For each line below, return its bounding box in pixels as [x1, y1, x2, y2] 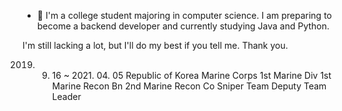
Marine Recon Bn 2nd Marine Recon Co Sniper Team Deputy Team [51, 80, 327, 92]
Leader [51, 91, 82, 102]
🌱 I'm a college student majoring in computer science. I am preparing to [36, 10, 332, 21]
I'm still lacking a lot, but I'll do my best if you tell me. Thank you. [22, 40, 289, 51]
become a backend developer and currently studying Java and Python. [36, 20, 330, 32]
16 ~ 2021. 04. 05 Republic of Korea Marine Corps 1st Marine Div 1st [51, 70, 332, 81]
